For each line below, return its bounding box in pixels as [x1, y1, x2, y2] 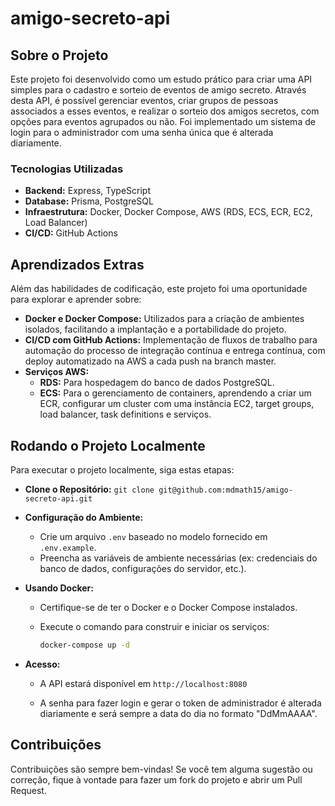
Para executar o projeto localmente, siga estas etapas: [10, 463, 235, 476]
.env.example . [39, 541, 97, 553]
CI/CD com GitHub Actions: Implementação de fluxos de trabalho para [24, 334, 318, 346]
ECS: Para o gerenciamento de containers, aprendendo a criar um [39, 387, 312, 399]
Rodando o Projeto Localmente [10, 437, 206, 454]
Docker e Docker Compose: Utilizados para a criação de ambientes [24, 313, 305, 325]
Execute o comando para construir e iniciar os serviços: [39, 620, 270, 632]
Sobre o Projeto [10, 47, 109, 64]
